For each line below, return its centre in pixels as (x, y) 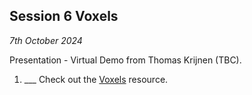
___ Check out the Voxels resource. (96, 79)
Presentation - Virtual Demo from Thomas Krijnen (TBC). (125, 60)
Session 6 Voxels (64, 16)
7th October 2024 (46, 40)
